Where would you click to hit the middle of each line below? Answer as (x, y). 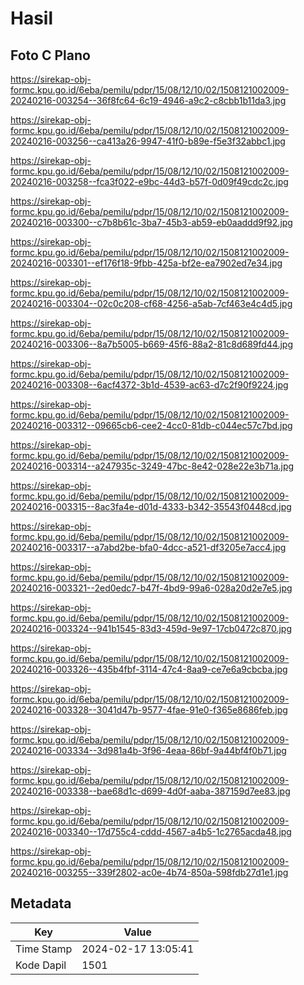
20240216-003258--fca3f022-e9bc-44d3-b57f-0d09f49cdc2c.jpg (149, 181)
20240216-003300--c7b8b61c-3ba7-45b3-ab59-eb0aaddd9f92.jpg (151, 222)
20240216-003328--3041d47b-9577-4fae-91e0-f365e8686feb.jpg (149, 710)
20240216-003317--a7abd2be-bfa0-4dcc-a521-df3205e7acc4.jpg (148, 547)
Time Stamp (44, 949)
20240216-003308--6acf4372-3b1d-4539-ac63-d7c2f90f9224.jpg (149, 385)
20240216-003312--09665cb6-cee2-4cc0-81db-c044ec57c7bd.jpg (151, 425)
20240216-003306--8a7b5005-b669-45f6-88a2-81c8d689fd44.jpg (152, 344)
